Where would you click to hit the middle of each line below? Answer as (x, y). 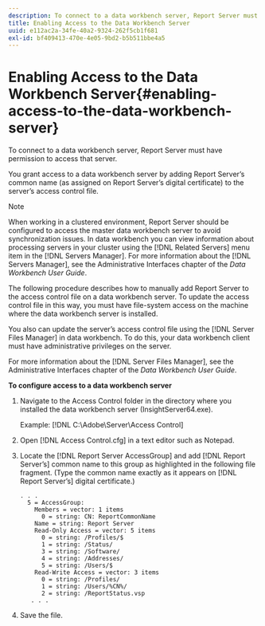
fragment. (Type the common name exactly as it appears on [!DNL (128, 473)
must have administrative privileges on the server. (90, 346)
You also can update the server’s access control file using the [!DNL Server (131, 329)
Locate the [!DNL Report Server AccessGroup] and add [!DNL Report (132, 456)
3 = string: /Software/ (81, 552)
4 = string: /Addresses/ (82, 559)
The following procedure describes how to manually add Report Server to (129, 289)
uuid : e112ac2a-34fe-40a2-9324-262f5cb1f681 (83, 30)
